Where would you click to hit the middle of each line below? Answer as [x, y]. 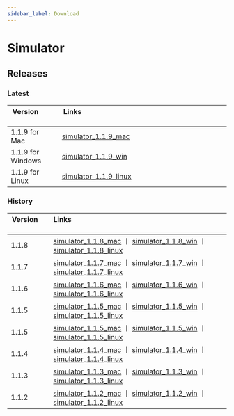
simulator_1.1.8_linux [88, 250]
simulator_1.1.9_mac [96, 136]
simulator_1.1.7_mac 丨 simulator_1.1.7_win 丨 [130, 263]
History [20, 201]
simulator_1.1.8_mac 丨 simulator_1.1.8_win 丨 [130, 241]
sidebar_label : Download [43, 14]
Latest [18, 93]
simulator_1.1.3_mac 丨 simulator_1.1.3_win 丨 [130, 371]
